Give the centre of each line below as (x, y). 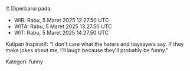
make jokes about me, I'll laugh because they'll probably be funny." (87, 50)
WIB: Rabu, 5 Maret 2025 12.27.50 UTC (61, 20)
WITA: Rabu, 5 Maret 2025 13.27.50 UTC (63, 26)
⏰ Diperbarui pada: (29, 9)
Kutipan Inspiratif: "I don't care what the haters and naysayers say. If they (95, 44)
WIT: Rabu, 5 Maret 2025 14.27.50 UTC (61, 33)
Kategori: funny (24, 62)
